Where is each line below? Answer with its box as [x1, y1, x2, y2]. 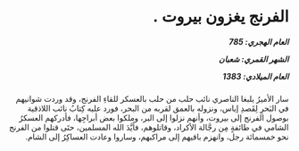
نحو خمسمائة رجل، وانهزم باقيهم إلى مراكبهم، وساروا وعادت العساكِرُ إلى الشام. [25, 131, 289, 142]
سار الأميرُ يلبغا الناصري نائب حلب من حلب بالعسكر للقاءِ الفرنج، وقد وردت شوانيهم [15, 94, 289, 105]
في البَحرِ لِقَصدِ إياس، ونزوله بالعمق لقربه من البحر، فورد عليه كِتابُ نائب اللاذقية [27, 103, 289, 113]
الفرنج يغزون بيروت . [153, 6, 289, 27]
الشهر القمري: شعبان [218, 54, 289, 64]
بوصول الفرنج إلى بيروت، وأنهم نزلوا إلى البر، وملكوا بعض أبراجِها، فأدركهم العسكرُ [19, 113, 289, 123]
